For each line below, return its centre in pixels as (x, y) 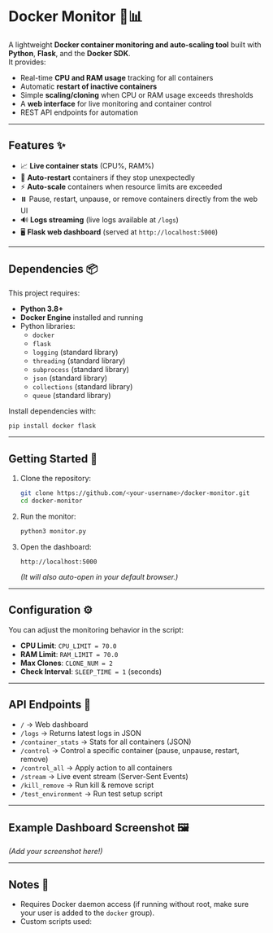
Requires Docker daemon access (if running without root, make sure (134, 905)
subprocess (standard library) (81, 369)
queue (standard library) (71, 395)
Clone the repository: (56, 479)
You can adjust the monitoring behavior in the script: (96, 629)
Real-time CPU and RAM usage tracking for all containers (117, 77)
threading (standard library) (79, 361)
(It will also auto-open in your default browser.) (99, 576)
